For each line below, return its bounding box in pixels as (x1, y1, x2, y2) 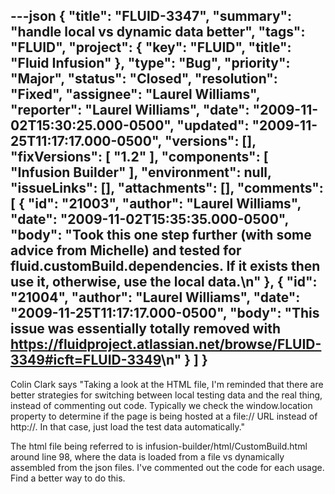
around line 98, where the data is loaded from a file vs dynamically (10, 450, 285, 463)
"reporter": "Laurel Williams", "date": (10, 102, 250, 119)
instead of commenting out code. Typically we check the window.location (10, 399, 313, 411)
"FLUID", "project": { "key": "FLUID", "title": (10, 39, 292, 56)
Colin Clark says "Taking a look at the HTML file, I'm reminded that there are (10, 378, 324, 390)
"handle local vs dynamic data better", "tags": (10, 24, 306, 41)
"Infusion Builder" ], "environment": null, (10, 164, 272, 181)
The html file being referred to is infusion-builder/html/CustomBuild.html (10, 440, 308, 452)
